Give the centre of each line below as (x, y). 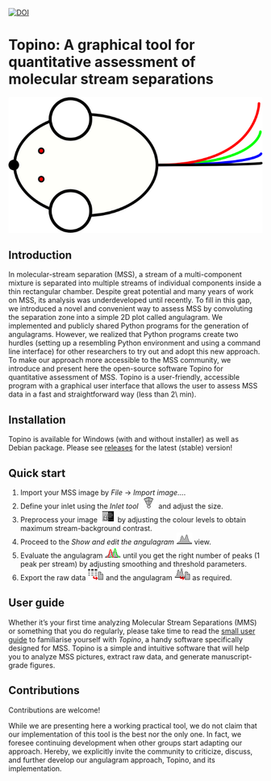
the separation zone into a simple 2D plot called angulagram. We (116, 318)
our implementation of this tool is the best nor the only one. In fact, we (125, 734)
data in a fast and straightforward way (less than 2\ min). (102, 394)
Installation (37, 420)
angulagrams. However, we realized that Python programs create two (123, 334)
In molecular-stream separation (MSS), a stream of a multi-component (125, 275)
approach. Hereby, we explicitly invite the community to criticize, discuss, (131, 751)
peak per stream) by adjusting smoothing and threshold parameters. (133, 564)
